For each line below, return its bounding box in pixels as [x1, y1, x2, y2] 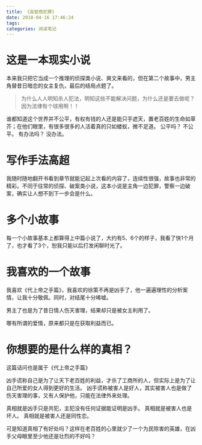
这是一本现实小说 [6, 54, 91, 67]
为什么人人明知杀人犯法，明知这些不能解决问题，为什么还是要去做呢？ [20, 95, 195, 103]
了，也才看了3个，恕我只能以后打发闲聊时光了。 [6, 242, 126, 249]
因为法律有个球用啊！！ [20, 103, 79, 110]
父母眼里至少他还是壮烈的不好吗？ [11, 432, 96, 440]
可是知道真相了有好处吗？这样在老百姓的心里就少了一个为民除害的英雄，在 [6, 424, 191, 432]
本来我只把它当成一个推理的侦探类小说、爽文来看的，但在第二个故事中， [6, 75, 185, 82]
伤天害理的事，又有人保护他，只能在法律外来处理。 [6, 391, 133, 399]
